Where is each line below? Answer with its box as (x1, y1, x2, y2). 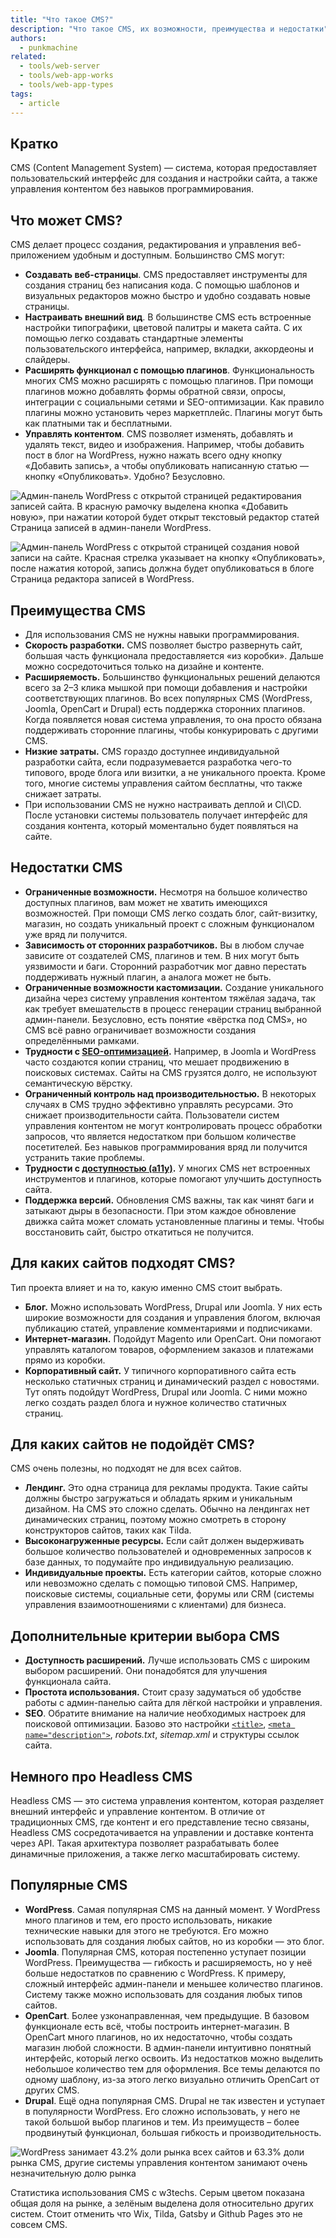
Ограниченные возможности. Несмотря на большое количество (24, 886, 308, 898)
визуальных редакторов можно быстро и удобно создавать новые (24, 290, 311, 302)
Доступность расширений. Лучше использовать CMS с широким (24, 1654, 311, 1666)
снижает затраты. (24, 787, 102, 800)
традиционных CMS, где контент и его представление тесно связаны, (10, 1816, 310, 1828)
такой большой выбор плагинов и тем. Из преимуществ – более (24, 2116, 300, 2128)
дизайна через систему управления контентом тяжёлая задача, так (24, 992, 316, 1004)
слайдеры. (24, 354, 71, 366)
